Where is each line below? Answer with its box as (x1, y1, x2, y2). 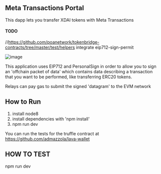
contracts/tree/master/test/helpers (5, 44, 75, 51)
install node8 (12, 111, 39, 116)
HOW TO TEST (5, 150, 51, 159)
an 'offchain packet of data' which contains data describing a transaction (5, 69, 153, 75)
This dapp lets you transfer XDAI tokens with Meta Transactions (5, 17, 134, 23)
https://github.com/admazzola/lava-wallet (5, 136, 90, 142)
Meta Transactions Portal (5, 4, 84, 12)
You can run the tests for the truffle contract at (5, 130, 99, 137)
